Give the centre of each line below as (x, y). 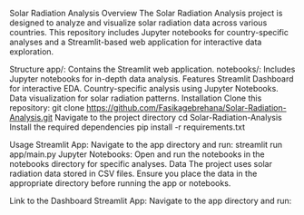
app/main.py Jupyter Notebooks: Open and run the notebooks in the (137, 154)
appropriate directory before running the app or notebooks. (120, 183)
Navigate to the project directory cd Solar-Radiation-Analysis (168, 117)
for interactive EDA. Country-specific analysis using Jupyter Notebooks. (144, 88)
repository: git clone (47, 107)
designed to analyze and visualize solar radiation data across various (138, 23)
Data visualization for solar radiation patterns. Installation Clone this (136, 98)
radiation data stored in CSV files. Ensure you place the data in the (133, 173)
